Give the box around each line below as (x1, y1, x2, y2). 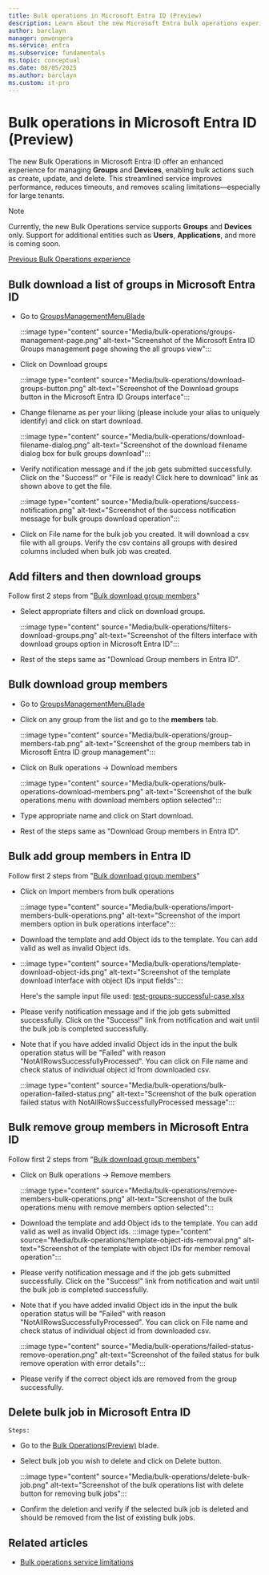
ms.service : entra (8, 42, 70, 50)
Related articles (8, 1536, 88, 1549)
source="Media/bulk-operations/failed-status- (101, 1341, 255, 1351)
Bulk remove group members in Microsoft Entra (8, 1121, 250, 1134)
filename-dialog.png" (19, 440, 90, 450)
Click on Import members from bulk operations (19, 886, 175, 896)
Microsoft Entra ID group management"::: (19, 747, 156, 757)
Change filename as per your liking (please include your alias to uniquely (19, 408, 260, 418)
